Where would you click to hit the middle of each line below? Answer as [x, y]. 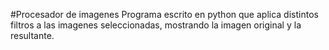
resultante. [32, 35]
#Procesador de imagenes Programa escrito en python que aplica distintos [164, 14]
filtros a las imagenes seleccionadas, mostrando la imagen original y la [156, 25]
